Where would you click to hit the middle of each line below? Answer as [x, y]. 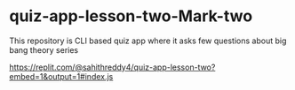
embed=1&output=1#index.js [61, 76]
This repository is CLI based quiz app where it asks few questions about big [148, 41]
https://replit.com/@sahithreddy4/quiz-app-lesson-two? [112, 67]
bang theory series [44, 49]
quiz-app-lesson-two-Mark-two [131, 16]
